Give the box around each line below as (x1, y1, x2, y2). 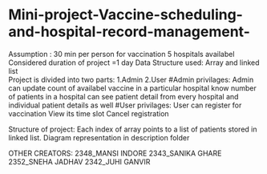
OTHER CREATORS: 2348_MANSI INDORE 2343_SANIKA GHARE (8, 148, 222, 158)
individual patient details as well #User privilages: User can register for (8, 100, 242, 110)
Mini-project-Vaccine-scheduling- (8, 6, 243, 24)
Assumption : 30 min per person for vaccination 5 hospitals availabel (8, 49, 235, 59)
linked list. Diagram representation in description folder (8, 132, 190, 142)
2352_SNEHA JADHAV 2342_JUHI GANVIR (8, 156, 151, 166)
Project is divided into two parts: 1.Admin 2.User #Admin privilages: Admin (8, 75, 254, 84)
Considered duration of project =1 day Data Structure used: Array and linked (8, 58, 260, 67)
